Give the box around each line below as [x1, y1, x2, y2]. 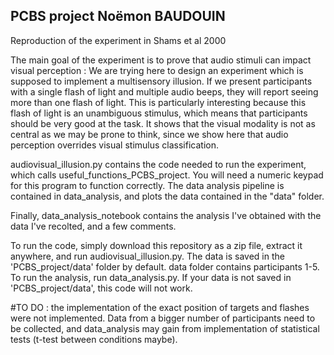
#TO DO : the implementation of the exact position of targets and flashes [10, 301, 310, 313]
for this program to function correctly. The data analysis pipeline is [10, 179, 285, 191]
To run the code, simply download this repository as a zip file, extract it [10, 239, 303, 251]
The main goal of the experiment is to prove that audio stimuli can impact [10, 54, 312, 66]
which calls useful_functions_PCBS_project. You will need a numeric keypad [10, 169, 324, 181]
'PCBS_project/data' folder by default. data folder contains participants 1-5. [10, 260, 320, 273]
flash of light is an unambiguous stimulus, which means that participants [10, 107, 308, 119]
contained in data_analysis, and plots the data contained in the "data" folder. [10, 190, 325, 202]
